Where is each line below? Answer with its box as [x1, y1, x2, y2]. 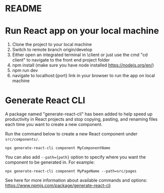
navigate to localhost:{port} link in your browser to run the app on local [12, 73, 155, 79]
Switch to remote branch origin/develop [12, 47, 93, 53]
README [5, 3, 42, 14]
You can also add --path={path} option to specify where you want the [5, 154, 146, 160]
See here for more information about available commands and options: [5, 177, 148, 183]
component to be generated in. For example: [5, 159, 95, 165]
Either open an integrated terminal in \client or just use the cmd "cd [12, 52, 148, 58]
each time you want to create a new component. [5, 122, 103, 128]
